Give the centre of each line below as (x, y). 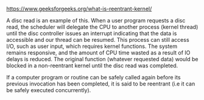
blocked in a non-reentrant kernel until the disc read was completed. (92, 65)
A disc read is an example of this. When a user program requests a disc (96, 20)
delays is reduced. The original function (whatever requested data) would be (103, 59)
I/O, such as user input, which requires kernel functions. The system (92, 46)
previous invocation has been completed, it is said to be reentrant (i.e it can (101, 84)
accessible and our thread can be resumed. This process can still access (98, 40)
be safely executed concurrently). (49, 90)
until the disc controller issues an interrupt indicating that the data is (92, 33)
